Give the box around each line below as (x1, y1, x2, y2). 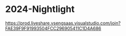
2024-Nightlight (5, 3, 75, 15)
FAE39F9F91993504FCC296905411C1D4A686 (5, 25, 101, 31)
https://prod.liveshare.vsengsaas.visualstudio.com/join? (5, 20, 121, 26)
